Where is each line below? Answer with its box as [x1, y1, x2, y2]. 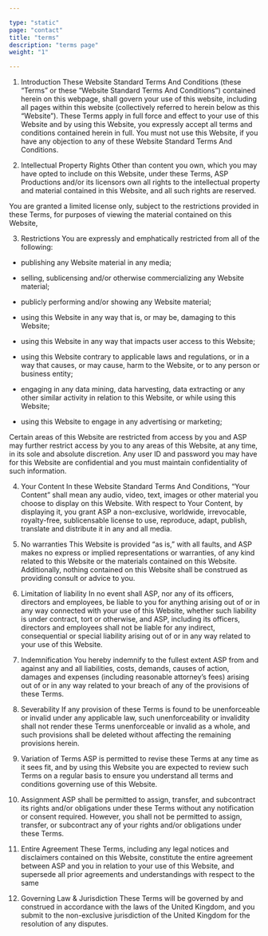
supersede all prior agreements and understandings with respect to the [20, 870, 255, 879]
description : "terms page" [9, 41, 99, 49]
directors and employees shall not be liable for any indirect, [20, 623, 216, 633]
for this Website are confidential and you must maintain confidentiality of [9, 458, 248, 468]
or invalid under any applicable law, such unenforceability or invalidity [20, 713, 250, 723]
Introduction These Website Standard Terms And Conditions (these [20, 77, 242, 87]
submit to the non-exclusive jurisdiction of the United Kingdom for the [20, 910, 250, 920]
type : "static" [9, 18, 60, 26]
